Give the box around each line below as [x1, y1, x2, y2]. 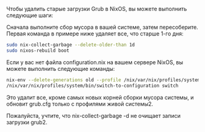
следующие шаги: [6, 12, 54, 19]
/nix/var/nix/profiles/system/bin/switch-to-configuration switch [6, 82, 179, 89]
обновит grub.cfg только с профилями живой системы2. [6, 100, 154, 108]
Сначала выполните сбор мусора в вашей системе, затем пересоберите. [6, 24, 198, 31]
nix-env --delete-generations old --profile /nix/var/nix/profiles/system [6, 76, 201, 83]
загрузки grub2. [6, 119, 48, 126]
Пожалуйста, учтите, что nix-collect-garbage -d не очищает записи [6, 112, 181, 119]
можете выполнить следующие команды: [6, 65, 115, 72]
